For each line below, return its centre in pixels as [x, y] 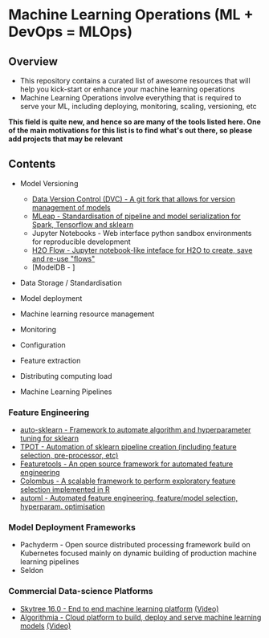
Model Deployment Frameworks [72, 527]
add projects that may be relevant [65, 139]
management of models [71, 207]
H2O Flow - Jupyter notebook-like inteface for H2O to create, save [142, 250]
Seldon [32, 571]
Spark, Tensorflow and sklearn [83, 224]
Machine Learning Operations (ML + [131, 15]
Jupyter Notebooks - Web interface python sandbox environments [142, 233]
